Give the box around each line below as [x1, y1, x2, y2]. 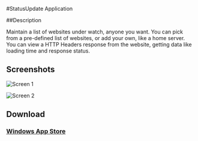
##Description [6, 17, 42, 23]
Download [6, 109, 45, 119]
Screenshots [6, 65, 55, 75]
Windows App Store [6, 127, 66, 136]
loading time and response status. [6, 47, 91, 54]
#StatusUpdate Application [6, 5, 73, 12]
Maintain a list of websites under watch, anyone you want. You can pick [6, 28, 183, 35]
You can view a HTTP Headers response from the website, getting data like [6, 41, 192, 48]
